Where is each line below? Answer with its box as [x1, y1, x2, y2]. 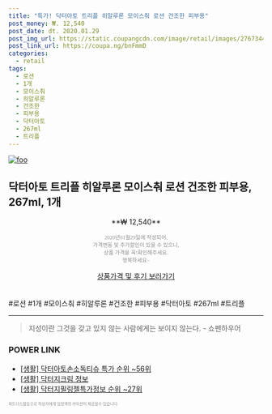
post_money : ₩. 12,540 [8, 19, 85, 28]
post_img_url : [8, 34, 57, 43]
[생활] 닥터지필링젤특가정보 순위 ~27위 [19, 384, 143, 394]
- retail [15, 58, 45, 66]
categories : [8, 49, 49, 58]
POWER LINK [8, 344, 61, 356]
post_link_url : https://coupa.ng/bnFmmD [8, 42, 147, 50]
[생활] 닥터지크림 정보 [19, 373, 89, 383]
